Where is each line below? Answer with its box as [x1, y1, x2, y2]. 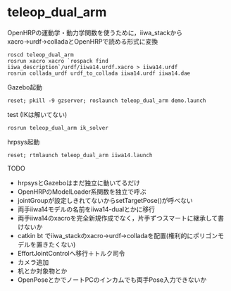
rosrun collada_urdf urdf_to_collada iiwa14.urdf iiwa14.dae [7, 70, 191, 77]
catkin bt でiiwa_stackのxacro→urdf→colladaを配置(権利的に [17, 231, 194, 240]
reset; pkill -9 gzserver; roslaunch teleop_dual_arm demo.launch [7, 97, 206, 104]
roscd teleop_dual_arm [7, 51, 74, 58]
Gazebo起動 [7, 82, 42, 92]
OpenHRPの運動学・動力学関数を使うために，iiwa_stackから [7, 28, 183, 37]
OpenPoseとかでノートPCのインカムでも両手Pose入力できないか [17, 275, 207, 284]
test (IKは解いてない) [7, 110, 68, 118]
